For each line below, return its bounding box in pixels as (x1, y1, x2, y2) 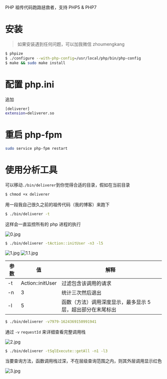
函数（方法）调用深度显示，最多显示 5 (61, 299, 151, 306)
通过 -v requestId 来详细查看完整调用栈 (5, 329, 86, 335)
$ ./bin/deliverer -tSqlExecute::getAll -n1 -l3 (5, 349, 108, 354)
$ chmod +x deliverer (5, 192, 50, 197)
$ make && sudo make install (5, 60, 66, 65)
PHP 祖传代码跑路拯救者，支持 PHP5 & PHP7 (5, 4, 97, 10)
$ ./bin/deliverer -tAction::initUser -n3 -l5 (5, 241, 103, 246)
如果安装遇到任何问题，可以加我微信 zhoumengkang (17, 41, 125, 47)
